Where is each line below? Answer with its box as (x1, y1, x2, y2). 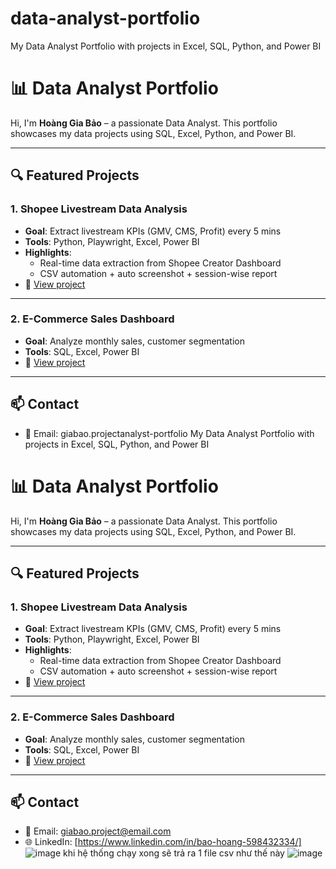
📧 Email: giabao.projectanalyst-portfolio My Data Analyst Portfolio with (24, 427, 315, 439)
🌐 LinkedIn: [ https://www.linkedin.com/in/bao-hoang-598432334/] (24, 836, 302, 848)
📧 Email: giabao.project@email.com (24, 825, 172, 837)
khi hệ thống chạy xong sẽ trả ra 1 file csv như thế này (63, 847, 285, 859)
